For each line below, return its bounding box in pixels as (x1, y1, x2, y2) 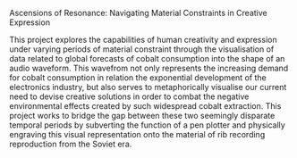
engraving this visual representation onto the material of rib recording (9, 129, 266, 139)
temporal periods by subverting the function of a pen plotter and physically (9, 120, 286, 130)
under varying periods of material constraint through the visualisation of (9, 44, 275, 54)
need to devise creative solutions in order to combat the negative (9, 91, 250, 102)
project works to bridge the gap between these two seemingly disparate (9, 111, 276, 121)
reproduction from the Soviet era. (9, 138, 132, 149)
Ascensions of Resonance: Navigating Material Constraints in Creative (9, 8, 268, 18)
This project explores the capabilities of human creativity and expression (9, 35, 277, 45)
